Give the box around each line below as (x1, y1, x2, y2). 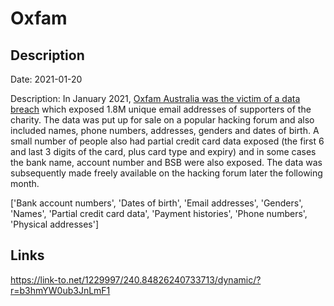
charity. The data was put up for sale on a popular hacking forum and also (10, 114, 315, 126)
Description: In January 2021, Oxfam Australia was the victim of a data (10, 93, 301, 104)
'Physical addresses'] (10, 218, 100, 230)
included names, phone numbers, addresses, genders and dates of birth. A (10, 125, 320, 136)
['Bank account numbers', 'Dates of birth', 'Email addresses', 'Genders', (10, 197, 304, 209)
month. (10, 178, 40, 189)
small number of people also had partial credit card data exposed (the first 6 (10, 135, 325, 147)
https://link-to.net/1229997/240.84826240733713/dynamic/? (10, 273, 262, 286)
